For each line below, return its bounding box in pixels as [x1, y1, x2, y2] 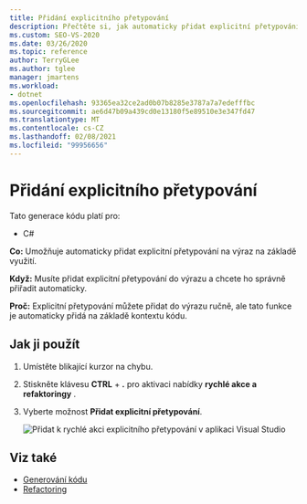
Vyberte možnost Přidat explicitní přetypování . [22, 405, 203, 416]
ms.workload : [9, 81, 59, 90]
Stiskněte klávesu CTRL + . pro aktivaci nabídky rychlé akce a [22, 378, 258, 389]
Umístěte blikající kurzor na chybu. [22, 361, 153, 372]
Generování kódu [22, 474, 88, 485]
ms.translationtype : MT [9, 115, 101, 124]
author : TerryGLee [9, 56, 79, 65]
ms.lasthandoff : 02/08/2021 [9, 132, 117, 142]
